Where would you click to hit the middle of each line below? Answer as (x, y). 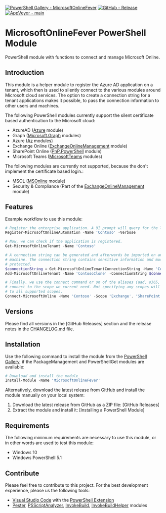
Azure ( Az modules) (33, 141)
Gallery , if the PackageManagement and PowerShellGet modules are (75, 361)
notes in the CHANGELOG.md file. (40, 329)
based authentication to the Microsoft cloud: (50, 120)
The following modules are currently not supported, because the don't (77, 166)
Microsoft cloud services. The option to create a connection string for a (78, 95)
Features (19, 207)
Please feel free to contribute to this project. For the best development (77, 485)
